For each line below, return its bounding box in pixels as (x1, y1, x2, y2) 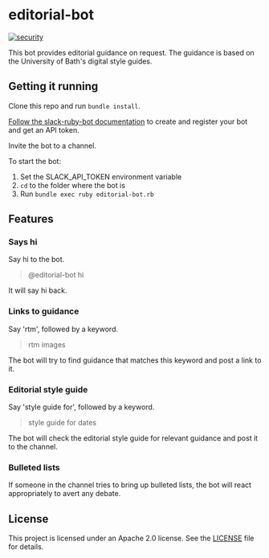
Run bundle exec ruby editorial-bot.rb (19, 189, 154, 199)
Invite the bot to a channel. (8, 141, 96, 150)
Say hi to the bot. (8, 255, 65, 265)
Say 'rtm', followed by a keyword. (8, 324, 119, 334)
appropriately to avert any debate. (8, 489, 121, 499)
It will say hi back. (8, 285, 67, 295)
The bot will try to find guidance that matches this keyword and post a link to (8, 355, 262, 365)
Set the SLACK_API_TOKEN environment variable (19, 171, 182, 182)
